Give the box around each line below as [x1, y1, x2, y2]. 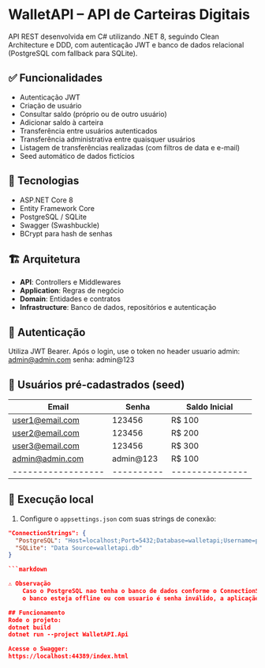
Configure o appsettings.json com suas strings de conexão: [19, 514, 217, 523]
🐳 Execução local [8, 493, 94, 507]
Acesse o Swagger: [8, 645, 69, 653]
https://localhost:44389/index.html [8, 652, 129, 661]
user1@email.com [12, 415, 80, 425]
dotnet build [8, 623, 51, 632]
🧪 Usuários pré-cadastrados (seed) [8, 378, 185, 391]
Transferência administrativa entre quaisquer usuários [19, 134, 196, 144]
